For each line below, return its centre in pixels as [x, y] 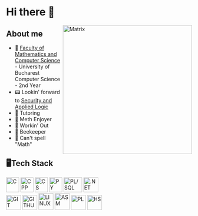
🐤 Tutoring [27, 113]
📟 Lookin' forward [37, 92]
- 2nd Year [28, 85]
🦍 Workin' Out [32, 125]
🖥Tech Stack [30, 163]
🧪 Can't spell [30, 138]
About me [24, 34]
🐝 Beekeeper [30, 132]
